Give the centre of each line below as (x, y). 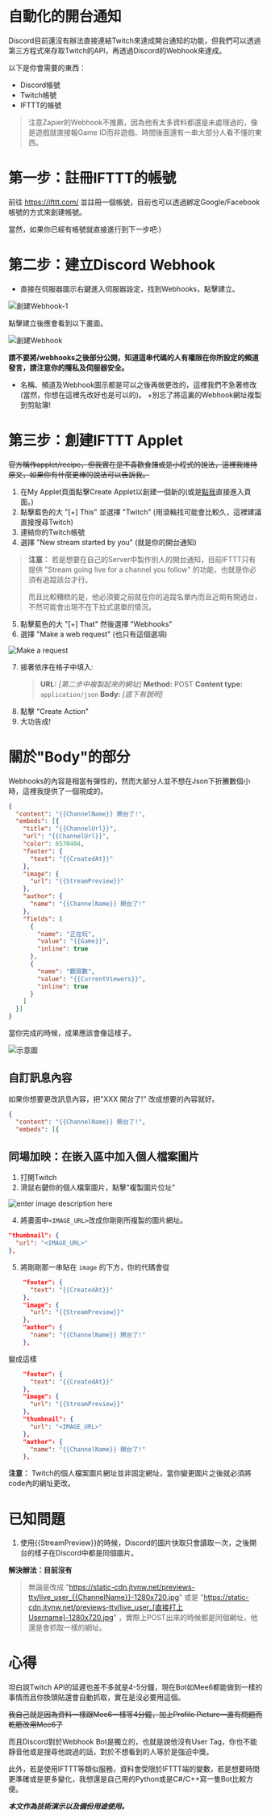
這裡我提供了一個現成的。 (65, 791)
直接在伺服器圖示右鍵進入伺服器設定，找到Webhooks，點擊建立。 (129, 288)
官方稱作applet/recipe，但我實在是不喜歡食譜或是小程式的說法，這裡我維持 (133, 464)
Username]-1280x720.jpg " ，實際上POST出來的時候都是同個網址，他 (143, 1618)
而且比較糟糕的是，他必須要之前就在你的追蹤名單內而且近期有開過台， (145, 596)
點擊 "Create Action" (54, 711)
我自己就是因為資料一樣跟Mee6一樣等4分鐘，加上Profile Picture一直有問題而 (135, 1715)
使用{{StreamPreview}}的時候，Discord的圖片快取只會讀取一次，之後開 (138, 1543)
